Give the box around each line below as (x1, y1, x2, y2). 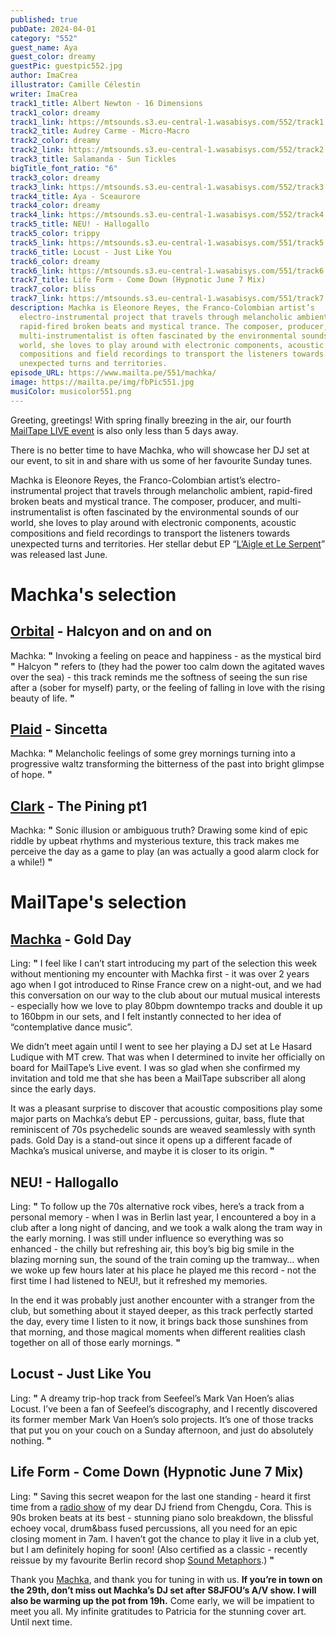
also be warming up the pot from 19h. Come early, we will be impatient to (10, 1594, 315, 1606)
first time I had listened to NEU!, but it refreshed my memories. (10, 1275, 268, 1287)
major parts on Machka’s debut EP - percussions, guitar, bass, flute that (10, 1113, 305, 1125)
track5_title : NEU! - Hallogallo (10, 219, 150, 230)
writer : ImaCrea (10, 89, 78, 99)
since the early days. (10, 1083, 97, 1095)
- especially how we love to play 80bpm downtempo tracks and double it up (10, 1000, 323, 1012)
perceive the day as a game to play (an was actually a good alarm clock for (10, 846, 320, 858)
